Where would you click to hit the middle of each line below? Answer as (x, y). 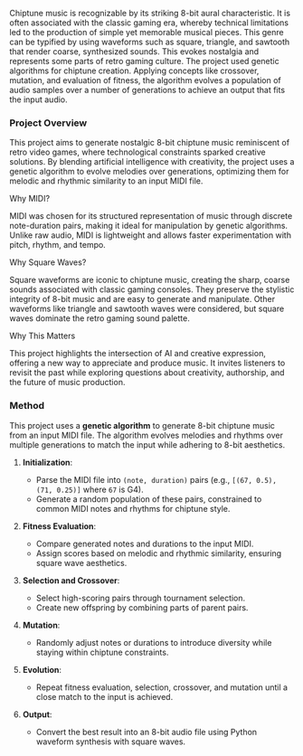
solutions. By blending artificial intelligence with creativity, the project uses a (152, 162)
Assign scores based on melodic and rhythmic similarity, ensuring (159, 553)
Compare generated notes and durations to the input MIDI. (145, 543)
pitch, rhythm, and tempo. (57, 245)
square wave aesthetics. (81, 562)
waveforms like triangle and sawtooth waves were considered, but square (147, 309)
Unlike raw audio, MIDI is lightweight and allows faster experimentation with (151, 235)
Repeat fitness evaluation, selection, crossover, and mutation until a (161, 687)
